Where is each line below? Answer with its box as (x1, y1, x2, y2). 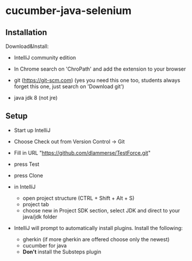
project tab (22, 200, 49, 208)
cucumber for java (22, 242, 67, 249)
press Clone (13, 172, 43, 179)
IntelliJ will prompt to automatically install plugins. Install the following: (13, 224, 183, 231)
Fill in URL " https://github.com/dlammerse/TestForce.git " (13, 149, 151, 156)
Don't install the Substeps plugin (22, 248, 102, 255)
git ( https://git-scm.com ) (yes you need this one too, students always (13, 77, 180, 83)
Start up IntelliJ (13, 127, 51, 134)
